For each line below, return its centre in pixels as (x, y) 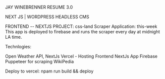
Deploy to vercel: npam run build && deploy (49, 71)
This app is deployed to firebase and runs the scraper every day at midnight (82, 32)
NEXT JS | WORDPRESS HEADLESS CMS (47, 17)
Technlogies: (18, 46)
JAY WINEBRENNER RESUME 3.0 (39, 7)
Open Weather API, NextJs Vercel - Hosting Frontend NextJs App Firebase (81, 56)
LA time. (14, 37)
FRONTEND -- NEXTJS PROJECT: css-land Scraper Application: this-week (81, 26)
